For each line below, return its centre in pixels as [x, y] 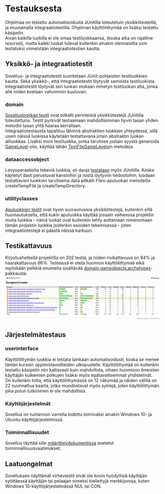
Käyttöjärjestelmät [28, 404]
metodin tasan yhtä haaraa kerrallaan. [43, 126]
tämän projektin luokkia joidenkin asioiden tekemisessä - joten [68, 225]
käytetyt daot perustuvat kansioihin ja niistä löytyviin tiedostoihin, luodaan [80, 175]
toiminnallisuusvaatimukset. [33, 448]
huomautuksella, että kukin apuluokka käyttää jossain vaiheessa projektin [80, 215]
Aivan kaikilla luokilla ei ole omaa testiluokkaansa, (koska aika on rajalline [79, 38]
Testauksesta [33, 9]
